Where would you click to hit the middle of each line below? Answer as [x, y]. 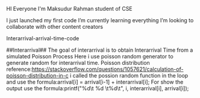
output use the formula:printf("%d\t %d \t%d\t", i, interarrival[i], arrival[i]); [98, 88]
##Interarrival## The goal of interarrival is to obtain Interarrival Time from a [100, 50]
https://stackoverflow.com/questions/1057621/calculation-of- [108, 69]
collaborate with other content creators [55, 27]
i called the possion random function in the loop [129, 75]
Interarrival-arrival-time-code [43, 38]
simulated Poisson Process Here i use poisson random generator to [90, 56]
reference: [19, 69]
